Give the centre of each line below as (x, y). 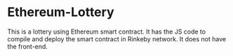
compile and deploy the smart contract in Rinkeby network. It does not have (117, 38)
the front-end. (27, 46)
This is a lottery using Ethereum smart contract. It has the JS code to (106, 31)
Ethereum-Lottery (61, 12)
